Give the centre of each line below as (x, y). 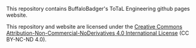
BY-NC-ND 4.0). (27, 39)
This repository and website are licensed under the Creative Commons (94, 27)
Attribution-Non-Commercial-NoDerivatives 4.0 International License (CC (98, 33)
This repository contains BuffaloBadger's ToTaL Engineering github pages (98, 9)
